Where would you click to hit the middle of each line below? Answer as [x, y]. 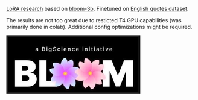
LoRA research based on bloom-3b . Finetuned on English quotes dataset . [97, 9]
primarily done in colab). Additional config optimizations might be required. [99, 27]
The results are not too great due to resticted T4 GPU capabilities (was [94, 20]
